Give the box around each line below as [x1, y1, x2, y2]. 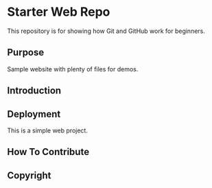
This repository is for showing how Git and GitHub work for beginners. [7, 27, 206, 35]
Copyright [7, 169, 51, 181]
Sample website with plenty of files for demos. [7, 64, 139, 73]
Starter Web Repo [7, 4, 110, 20]
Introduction [7, 85, 62, 97]
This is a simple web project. [7, 126, 88, 134]
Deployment [7, 108, 61, 120]
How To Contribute [7, 146, 90, 158]
